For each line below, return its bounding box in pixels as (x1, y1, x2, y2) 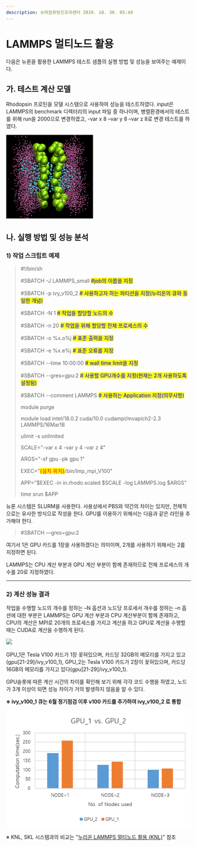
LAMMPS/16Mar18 (20, 421, 66, 428)
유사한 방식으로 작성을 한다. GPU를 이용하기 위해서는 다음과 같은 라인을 (21, 510, 185, 517)
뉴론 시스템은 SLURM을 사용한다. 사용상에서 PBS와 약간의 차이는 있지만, (6, 503, 172, 510)
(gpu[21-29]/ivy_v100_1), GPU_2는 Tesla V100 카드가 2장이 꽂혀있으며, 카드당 (6, 659, 186, 666)
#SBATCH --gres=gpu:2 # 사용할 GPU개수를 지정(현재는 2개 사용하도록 (20, 372, 187, 379)
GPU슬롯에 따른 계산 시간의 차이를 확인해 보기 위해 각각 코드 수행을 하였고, (6, 679, 176, 686)
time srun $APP (20, 491, 59, 498)
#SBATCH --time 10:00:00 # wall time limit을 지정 (20, 360, 139, 367)
